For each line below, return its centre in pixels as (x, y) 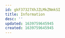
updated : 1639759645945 (30, 23)
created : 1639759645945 (30, 28)
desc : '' (14, 19)
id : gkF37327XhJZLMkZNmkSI (33, 10)
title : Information (25, 14)
